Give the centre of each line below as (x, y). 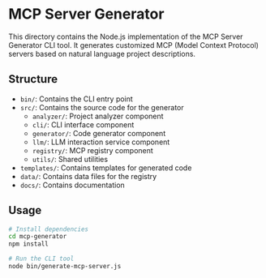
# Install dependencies (49, 229)
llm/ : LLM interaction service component (101, 142)
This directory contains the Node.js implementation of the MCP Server (126, 36)
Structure (33, 79)
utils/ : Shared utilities (70, 159)
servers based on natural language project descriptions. (102, 53)
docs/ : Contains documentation (73, 185)
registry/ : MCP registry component (93, 150)
